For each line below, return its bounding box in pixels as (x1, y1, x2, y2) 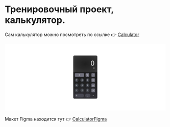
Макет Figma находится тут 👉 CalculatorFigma (5, 116, 107, 122)
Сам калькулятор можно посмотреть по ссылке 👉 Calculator (5, 31, 139, 38)
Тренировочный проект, (5, 4, 114, 15)
